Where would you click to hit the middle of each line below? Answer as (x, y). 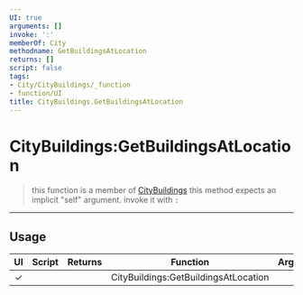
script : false (36, 69)
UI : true (26, 18)
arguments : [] (36, 26)
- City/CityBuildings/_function (70, 85)
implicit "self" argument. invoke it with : (105, 200)
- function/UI (36, 93)
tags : (19, 77)
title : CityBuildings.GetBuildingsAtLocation (96, 101)
